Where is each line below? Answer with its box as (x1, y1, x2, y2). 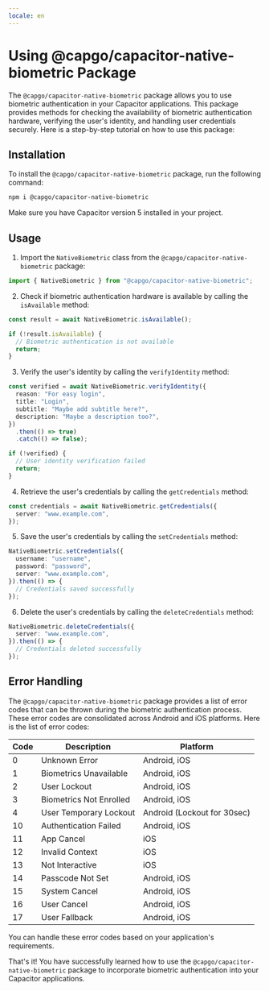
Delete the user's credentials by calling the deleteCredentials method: (19, 607, 255, 616)
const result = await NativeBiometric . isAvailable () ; (8, 315, 193, 323)
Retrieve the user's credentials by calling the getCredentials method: (19, 487, 249, 496)
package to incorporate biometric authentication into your (67, 964, 259, 975)
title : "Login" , (15, 398, 70, 406)
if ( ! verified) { (8, 450, 67, 458)
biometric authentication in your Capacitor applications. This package (8, 98, 238, 109)
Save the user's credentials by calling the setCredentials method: (19, 532, 238, 541)
